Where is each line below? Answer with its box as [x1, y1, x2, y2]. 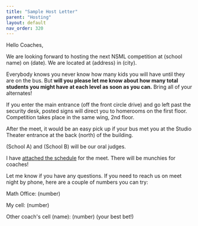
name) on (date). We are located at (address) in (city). [6, 59, 137, 66]
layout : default [6, 20, 46, 26]
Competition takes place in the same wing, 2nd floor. [6, 114, 135, 121]
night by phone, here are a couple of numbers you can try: [6, 179, 148, 186]
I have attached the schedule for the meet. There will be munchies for [6, 155, 176, 162]
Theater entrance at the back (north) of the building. [6, 132, 134, 139]
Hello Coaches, [6, 42, 44, 49]
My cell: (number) [6, 202, 50, 209]
